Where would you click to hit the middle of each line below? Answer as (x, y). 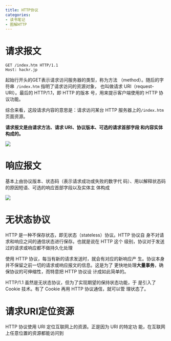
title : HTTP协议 (22, 10)
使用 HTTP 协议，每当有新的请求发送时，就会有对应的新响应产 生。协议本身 (85, 259)
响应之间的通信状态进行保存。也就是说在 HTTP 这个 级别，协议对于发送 (89, 242)
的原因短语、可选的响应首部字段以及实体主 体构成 (58, 188)
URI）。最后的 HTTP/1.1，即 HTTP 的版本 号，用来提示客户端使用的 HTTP (81, 93)
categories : (18, 15)
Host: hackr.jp (22, 70)
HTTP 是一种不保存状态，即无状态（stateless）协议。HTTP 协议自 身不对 (82, 235)
